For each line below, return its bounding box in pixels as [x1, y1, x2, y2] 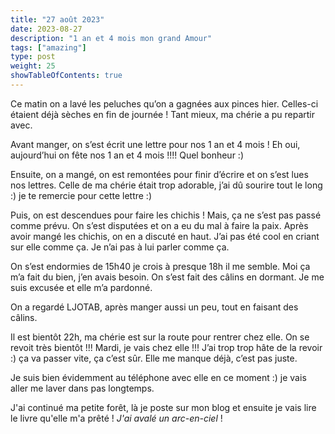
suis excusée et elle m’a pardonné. [10, 281, 153, 293]
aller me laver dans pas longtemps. [10, 382, 155, 394]
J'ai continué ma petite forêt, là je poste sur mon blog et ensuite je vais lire [10, 401, 317, 413]
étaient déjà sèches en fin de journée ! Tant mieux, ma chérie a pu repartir [10, 108, 315, 120]
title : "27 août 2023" [10, 14, 105, 25]
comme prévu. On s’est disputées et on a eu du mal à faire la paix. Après [10, 219, 309, 231]
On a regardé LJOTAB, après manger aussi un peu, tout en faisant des [10, 301, 299, 313]
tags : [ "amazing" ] [10, 42, 87, 53]
